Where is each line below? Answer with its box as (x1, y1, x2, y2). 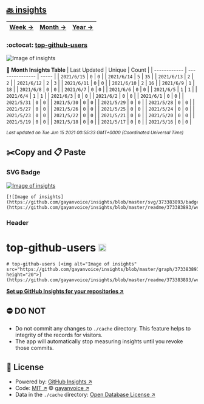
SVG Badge (6, 168, 41, 177)
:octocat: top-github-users (6, 41, 88, 49)
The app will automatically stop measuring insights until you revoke (15, 338, 183, 345)
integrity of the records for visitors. (15, 331, 103, 339)
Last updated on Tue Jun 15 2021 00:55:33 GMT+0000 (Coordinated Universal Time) (6, 130, 184, 136)
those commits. (15, 344, 54, 352)
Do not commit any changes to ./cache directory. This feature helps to (15, 325, 191, 332)
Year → (72, 22, 93, 31)
